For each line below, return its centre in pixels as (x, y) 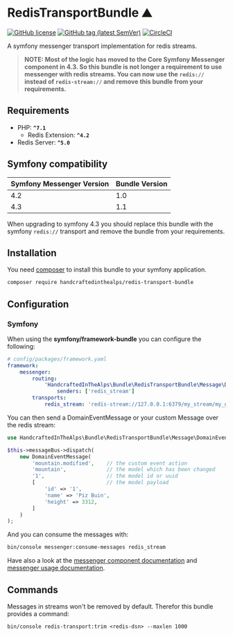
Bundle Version (141, 183)
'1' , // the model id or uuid (105, 476)
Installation (32, 253)
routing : (45, 379)
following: (21, 346)
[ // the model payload (101, 483)
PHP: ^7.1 (32, 127)
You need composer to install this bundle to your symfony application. (107, 270)
